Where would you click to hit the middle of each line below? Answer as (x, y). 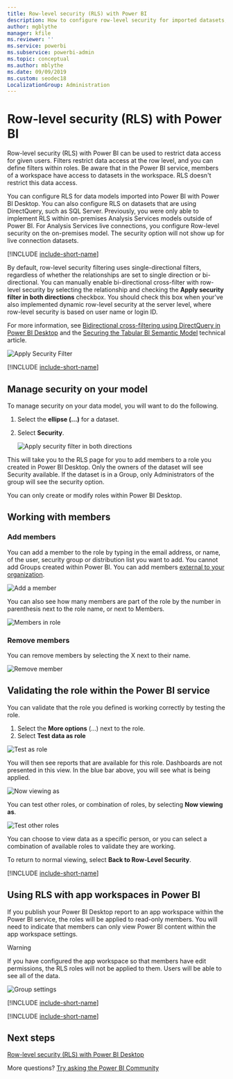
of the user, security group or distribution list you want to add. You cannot (113, 559)
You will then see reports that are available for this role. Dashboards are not (115, 762)
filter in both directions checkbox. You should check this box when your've (115, 297)
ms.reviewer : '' (31, 40)
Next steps (31, 1038)
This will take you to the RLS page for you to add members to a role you (109, 459)
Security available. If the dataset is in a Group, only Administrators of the (111, 474)
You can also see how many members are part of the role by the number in (114, 601)
